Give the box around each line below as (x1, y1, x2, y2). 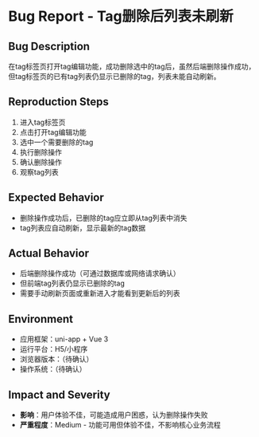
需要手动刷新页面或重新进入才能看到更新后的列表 (19, 289, 180, 298)
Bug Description (8, 39, 90, 53)
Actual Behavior (8, 246, 90, 260)
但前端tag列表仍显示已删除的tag (19, 278, 125, 288)
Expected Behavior (8, 191, 105, 204)
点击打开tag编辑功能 (19, 127, 87, 136)
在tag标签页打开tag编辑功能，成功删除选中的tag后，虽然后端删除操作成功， (8, 61, 256, 71)
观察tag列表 (19, 167, 59, 176)
